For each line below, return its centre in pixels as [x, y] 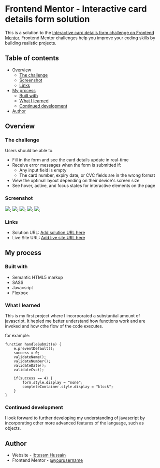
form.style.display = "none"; [53, 383]
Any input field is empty [43, 170]
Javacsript [22, 287]
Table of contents [32, 58]
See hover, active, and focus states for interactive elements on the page [84, 186]
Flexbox [20, 293]
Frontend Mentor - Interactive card [76, 9]
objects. [13, 428]
